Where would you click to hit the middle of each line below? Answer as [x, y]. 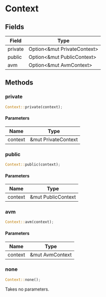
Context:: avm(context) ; [30, 222]
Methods [19, 83]
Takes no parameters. [27, 289]
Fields [15, 27]
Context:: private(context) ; [34, 107]
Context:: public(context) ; [33, 165]
